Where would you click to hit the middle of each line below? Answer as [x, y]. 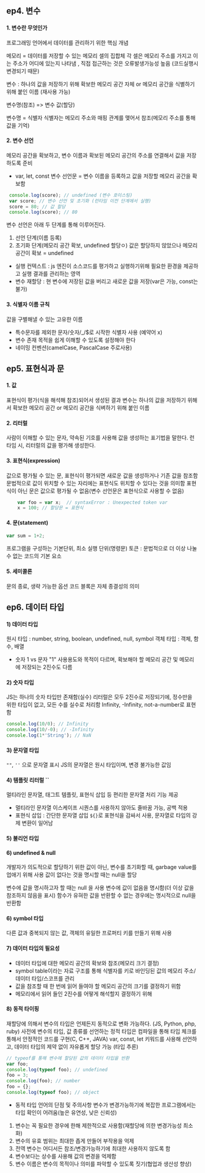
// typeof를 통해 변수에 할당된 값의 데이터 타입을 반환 [68, 1058]
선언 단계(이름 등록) [38, 238]
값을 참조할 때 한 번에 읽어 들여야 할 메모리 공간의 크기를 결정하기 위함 [98, 986]
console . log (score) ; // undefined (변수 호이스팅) [71, 195]
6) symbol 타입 [25, 918]
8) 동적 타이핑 [23, 1009]
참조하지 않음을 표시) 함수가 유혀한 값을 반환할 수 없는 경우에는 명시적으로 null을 [101, 895]
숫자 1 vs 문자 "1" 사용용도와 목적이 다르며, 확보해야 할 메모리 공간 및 [96, 659]
